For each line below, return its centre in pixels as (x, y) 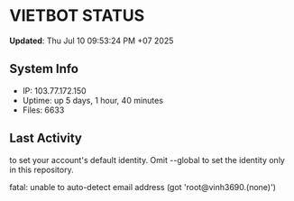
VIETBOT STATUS (77, 16)
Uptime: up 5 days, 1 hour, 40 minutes (93, 100)
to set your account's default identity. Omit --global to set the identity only (147, 160)
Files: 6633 (43, 110)
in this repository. (41, 169)
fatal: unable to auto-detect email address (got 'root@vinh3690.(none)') (143, 187)
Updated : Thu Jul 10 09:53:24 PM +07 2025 (92, 41)
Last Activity (46, 138)
